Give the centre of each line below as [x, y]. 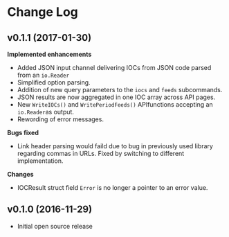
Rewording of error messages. [60, 119]
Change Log [43, 12]
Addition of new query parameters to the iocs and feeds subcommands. [120, 90]
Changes [20, 174]
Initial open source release [55, 226]
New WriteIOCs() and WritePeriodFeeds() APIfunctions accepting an [115, 104]
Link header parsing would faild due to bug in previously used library [115, 146]
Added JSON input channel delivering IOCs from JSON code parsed [114, 68]
